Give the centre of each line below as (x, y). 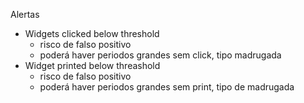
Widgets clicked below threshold (92, 33)
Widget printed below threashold (92, 65)
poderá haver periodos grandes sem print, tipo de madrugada (167, 87)
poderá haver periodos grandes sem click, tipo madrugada (160, 55)
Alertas (25, 14)
